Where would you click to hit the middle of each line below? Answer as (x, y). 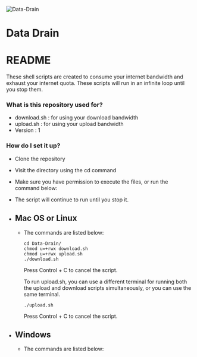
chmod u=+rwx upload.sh (53, 254)
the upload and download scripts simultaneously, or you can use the (107, 288)
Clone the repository (40, 159)
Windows (33, 335)
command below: (36, 188)
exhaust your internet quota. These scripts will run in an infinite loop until (96, 83)
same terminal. (42, 294)
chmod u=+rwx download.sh (56, 249)
